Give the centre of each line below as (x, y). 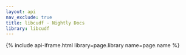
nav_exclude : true (29, 17)
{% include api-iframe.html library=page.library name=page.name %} (93, 45)
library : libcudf (28, 28)
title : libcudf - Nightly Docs (45, 23)
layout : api (21, 12)
